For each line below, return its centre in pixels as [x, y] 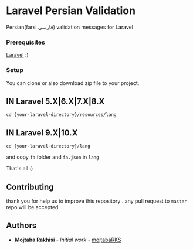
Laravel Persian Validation [71, 11]
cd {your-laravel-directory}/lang [48, 146]
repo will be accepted [32, 207]
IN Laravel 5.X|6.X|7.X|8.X [55, 101]
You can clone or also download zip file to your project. [73, 83]
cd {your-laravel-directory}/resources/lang [61, 115]
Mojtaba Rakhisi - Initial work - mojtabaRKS [68, 240]
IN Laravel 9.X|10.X [42, 133]
